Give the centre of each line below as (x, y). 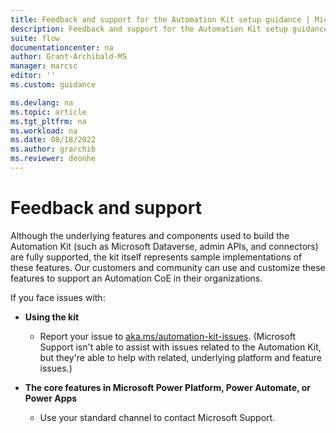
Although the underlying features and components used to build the (150, 235)
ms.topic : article (48, 112)
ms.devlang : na (42, 102)
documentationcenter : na (62, 47)
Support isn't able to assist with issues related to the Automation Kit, (180, 347)
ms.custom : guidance (53, 85)
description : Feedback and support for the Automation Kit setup (149, 29)
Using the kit (52, 317)
